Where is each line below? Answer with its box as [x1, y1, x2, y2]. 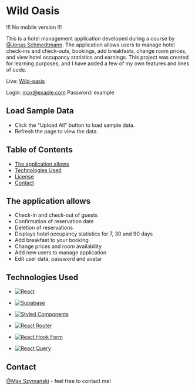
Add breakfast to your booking [14, 237, 89, 244]
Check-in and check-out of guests [14, 211, 98, 218]
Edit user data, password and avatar [14, 255, 102, 263]
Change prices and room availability [14, 243, 102, 250]
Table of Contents [6, 145, 73, 155]
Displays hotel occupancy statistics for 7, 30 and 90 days [14, 230, 153, 237]
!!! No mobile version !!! [6, 23, 62, 31]
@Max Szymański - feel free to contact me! [6, 378, 112, 384]
